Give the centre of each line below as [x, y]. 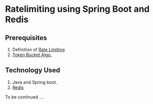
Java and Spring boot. [35, 82]
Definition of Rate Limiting [38, 50]
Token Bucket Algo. [32, 55]
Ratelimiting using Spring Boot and [77, 9]
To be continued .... [25, 97]
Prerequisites [26, 38]
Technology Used [33, 70]
